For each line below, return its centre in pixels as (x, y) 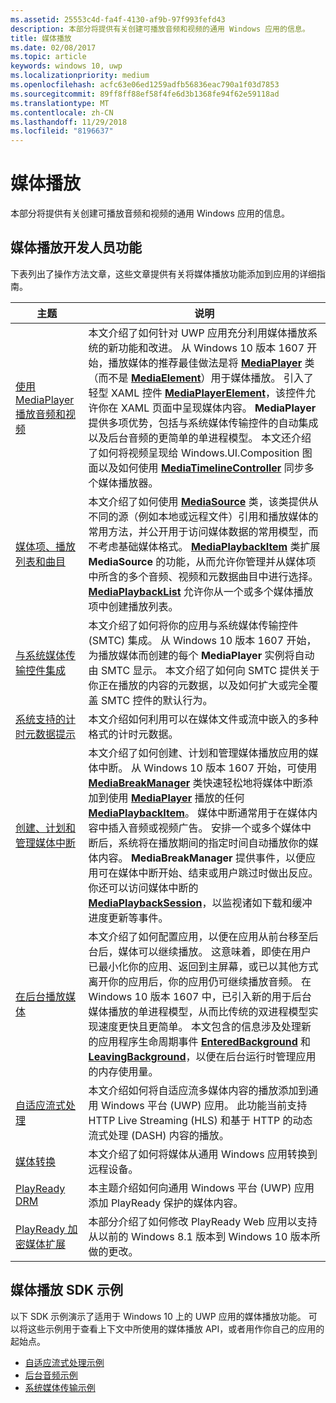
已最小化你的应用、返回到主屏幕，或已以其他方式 (203, 966)
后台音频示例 (51, 1375)
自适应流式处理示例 (64, 1362)
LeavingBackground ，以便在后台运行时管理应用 (202, 1056)
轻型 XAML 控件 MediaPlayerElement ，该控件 (197, 393)
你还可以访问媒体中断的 (143, 888)
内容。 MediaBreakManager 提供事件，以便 (202, 858)
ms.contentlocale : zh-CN (62, 112)
